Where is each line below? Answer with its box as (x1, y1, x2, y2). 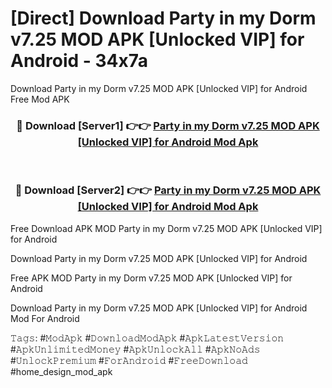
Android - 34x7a (10, 50, 148, 72)
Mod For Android (10, 312, 80, 324)
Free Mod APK (10, 93, 70, 105)
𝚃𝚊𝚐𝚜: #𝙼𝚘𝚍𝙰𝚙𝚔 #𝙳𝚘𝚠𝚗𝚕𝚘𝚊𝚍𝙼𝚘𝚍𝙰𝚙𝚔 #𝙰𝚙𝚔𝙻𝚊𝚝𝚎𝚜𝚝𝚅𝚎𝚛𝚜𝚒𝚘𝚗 (10, 332, 285, 344)
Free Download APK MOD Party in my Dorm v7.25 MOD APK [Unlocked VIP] (10, 222, 323, 234)
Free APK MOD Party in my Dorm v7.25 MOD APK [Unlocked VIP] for (10, 272, 293, 284)
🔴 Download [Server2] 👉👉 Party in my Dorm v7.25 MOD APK (14, 183, 322, 197)
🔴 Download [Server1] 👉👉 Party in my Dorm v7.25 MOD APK (16, 118, 320, 132)
